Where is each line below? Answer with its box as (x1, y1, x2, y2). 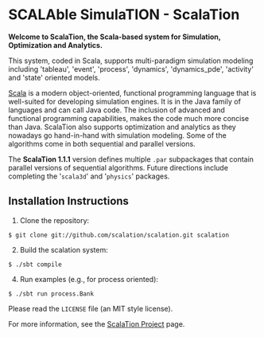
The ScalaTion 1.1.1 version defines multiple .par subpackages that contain (8, 154, 254, 164)
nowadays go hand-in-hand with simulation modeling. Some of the (8, 130, 227, 140)
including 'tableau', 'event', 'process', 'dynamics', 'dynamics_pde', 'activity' (8, 64, 254, 73)
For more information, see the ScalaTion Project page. (8, 319, 185, 328)
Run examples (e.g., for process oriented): (19, 274, 159, 284)
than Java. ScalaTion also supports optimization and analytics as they (8, 122, 236, 131)
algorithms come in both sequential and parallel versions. (8, 139, 196, 148)
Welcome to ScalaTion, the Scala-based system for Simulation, (8, 32, 221, 41)
